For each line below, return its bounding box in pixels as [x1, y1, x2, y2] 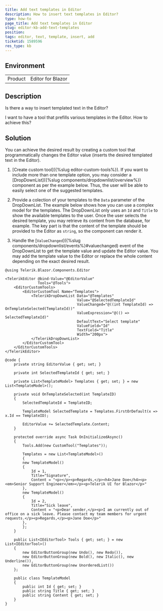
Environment [5, 62, 45, 70]
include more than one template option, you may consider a [12, 172, 132, 178]
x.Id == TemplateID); [5, 414, 49, 418]
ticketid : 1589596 [5, 39, 42, 44]
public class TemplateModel [14, 576, 71, 581]
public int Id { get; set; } [22, 585, 82, 589]
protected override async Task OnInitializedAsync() [14, 435, 123, 440]
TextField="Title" [77, 328, 114, 333]
